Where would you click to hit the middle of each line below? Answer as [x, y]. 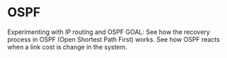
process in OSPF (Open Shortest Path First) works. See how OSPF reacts [114, 39]
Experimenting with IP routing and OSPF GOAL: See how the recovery [109, 32]
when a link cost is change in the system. [67, 47]
